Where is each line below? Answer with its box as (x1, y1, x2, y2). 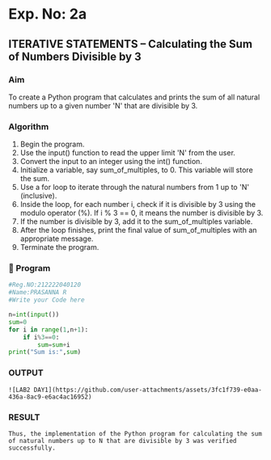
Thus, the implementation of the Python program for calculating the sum (8, 429, 263, 437)
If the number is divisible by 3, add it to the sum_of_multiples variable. (19, 217, 253, 226)
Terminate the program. (19, 243, 100, 252)
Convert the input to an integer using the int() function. (19, 157, 202, 167)
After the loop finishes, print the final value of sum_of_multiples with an (19, 226, 257, 235)
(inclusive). (19, 191, 57, 200)
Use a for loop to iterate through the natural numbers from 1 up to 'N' (19, 183, 249, 192)
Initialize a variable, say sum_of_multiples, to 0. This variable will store (19, 165, 253, 175)
